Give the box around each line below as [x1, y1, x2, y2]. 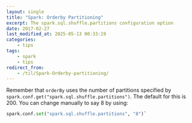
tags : [6, 48, 20, 54]
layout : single [6, 8, 45, 15]
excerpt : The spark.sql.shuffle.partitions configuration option [6, 20, 173, 26]
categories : [6, 37, 36, 43]
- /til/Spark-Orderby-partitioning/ [17, 70, 110, 76]
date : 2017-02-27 [6, 25, 50, 32]
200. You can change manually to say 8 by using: [6, 100, 128, 107]
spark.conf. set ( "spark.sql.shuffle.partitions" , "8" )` [6, 111, 147, 117]
